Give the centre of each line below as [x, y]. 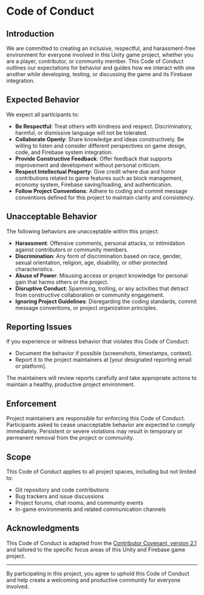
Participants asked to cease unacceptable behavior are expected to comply [101, 425]
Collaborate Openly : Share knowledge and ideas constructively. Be [99, 139]
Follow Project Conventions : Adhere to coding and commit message [101, 191]
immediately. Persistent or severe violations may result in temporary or [94, 431]
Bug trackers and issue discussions [59, 496]
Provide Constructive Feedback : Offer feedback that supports [94, 158]
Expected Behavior [43, 100]
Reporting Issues [39, 327]
